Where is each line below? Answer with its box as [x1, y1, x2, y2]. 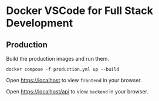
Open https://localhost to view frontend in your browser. [6, 77, 142, 83]
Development [6, 16, 73, 30]
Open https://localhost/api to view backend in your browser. [6, 88, 148, 95]
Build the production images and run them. [6, 55, 110, 62]
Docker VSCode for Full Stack [6, 4, 154, 18]
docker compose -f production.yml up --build [6, 67, 119, 72]
